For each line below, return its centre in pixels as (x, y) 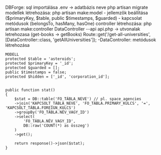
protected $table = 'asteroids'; (41, 59)
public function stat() (30, 90)
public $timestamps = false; (36, 72)
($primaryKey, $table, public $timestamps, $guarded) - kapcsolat (74, 18)
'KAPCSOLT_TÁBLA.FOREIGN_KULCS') (41, 108)
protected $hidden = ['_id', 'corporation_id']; (57, 77)
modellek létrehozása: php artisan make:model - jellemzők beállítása (77, 13)
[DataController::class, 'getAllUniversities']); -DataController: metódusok (81, 40)
